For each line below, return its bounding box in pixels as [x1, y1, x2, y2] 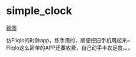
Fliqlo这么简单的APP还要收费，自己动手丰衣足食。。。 [6, 44, 133, 51]
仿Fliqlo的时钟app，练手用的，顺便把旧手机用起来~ [6, 36, 131, 43]
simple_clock [6, 4, 73, 18]
